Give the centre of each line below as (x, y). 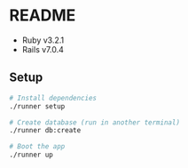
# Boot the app (37, 147)
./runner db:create (45, 131)
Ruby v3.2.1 (43, 40)
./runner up (31, 155)
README (43, 16)
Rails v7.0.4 (43, 49)
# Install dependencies (53, 98)
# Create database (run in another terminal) (94, 122)
